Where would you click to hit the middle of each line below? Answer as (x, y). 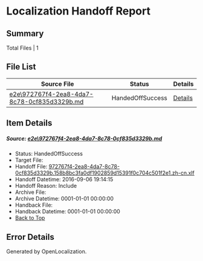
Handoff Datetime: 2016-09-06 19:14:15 (64, 179)
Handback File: (34, 205)
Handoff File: (31, 167)
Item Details (29, 123)
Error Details (30, 237)
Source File (57, 84)
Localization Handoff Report (79, 11)
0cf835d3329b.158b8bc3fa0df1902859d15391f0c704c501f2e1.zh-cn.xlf (105, 173)
